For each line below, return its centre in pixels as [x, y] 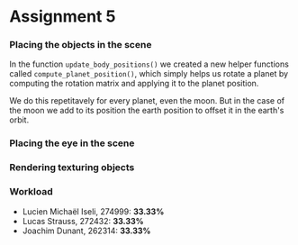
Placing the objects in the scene [81, 45]
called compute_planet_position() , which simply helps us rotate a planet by [149, 74]
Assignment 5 [63, 17]
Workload [32, 192]
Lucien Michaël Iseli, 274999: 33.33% [93, 211]
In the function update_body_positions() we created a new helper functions [149, 64]
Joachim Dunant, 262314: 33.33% [86, 231]
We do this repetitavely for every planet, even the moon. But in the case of [147, 101]
